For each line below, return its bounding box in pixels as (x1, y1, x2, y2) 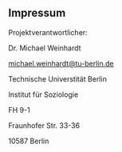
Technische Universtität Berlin (8, 74, 108, 83)
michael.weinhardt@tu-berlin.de (8, 58, 114, 68)
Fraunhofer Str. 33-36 (8, 120, 81, 130)
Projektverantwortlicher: (8, 27, 88, 37)
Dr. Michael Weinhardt (8, 43, 81, 53)
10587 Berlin (8, 136, 49, 146)
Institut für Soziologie (8, 90, 79, 99)
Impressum (8, 6, 66, 20)
